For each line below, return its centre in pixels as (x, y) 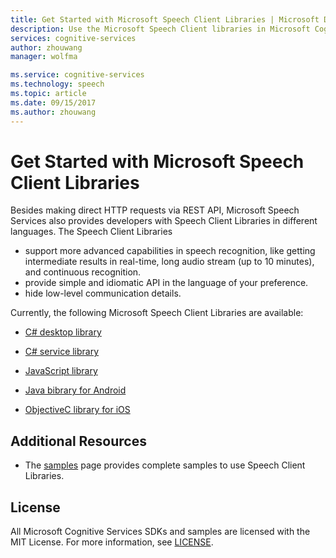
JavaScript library (61, 371)
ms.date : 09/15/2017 (53, 102)
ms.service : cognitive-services (77, 75)
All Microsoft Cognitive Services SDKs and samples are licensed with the (160, 532)
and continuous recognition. (83, 272)
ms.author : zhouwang (53, 112)
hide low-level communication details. (103, 293)
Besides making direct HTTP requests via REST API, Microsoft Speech (155, 210)
